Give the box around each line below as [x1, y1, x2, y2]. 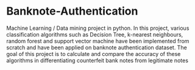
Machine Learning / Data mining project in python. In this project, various [6, 24, 190, 32]
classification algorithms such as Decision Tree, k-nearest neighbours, [6, 30, 183, 38]
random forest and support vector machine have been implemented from [6, 37, 190, 44]
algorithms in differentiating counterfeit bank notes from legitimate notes [6, 57, 189, 64]
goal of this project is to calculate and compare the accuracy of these [6, 50, 181, 57]
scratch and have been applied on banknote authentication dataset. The [6, 44, 187, 51]
